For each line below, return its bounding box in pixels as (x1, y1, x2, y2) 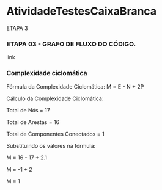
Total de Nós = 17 (6, 106, 50, 114)
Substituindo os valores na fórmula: (6, 142, 96, 149)
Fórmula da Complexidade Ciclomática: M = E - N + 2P (6, 82, 144, 90)
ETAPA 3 (6, 24, 29, 32)
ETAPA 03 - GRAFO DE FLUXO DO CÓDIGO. (6, 40, 136, 48)
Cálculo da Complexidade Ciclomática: (6, 95, 104, 102)
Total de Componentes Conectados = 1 (6, 130, 105, 137)
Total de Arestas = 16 (6, 118, 60, 126)
